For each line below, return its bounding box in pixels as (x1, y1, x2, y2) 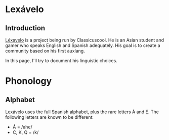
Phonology (5, 75, 52, 87)
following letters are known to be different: (5, 114, 94, 120)
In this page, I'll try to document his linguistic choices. (5, 58, 117, 64)
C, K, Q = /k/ (12, 129, 39, 135)
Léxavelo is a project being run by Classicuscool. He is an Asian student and (5, 37, 164, 43)
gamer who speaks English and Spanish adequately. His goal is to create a (5, 42, 160, 49)
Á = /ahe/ (12, 124, 32, 130)
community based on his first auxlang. (5, 48, 85, 54)
